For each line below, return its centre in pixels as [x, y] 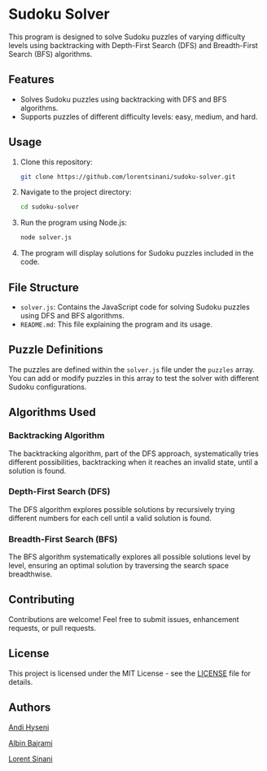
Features [31, 79]
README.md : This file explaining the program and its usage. [116, 324]
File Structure [44, 287]
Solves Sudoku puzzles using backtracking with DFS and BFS [123, 99]
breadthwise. [31, 574]
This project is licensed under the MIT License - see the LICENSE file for [129, 673]
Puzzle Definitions [56, 350]
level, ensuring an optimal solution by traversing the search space [119, 566]
